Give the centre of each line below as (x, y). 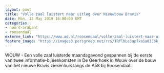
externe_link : (20, 37)
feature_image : (20, 41)
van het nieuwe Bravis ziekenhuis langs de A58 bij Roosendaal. (68, 65)
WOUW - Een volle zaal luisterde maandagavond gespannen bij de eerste (79, 55)
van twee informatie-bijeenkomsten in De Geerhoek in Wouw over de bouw (81, 60)
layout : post (18, 9)
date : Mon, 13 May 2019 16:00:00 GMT (43, 18)
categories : (17, 23)
